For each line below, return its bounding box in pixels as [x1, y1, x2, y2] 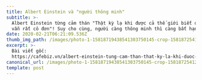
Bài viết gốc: [11, 48, 47, 54]
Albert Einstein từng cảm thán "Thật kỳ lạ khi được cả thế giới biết [11, 20, 192, 26]
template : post [6, 64, 44, 71]
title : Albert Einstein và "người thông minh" [6, 8, 125, 15]
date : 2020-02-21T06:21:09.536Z [6, 31, 87, 37]
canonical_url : [6, 59, 44, 65]
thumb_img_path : [6, 37, 47, 43]
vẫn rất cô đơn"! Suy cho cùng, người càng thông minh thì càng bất [11, 25, 187, 32]
